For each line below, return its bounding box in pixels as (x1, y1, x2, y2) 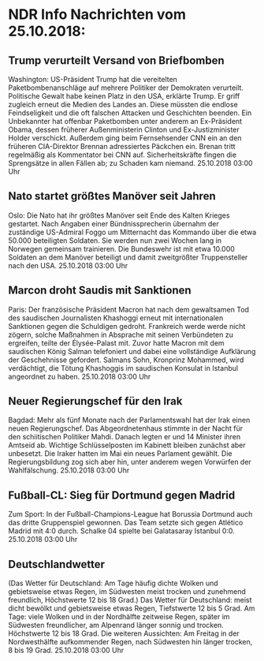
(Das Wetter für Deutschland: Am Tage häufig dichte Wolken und (8, 578, 218, 588)
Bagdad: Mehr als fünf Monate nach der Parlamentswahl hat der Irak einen (8, 416, 251, 425)
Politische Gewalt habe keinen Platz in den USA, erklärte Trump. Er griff (8, 91, 240, 100)
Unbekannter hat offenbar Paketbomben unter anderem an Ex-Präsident (8, 117, 243, 125)
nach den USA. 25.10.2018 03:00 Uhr (8, 260, 128, 270)
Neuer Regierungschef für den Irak (8, 394, 183, 408)
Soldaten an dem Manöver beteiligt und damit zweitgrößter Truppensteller (8, 252, 248, 262)
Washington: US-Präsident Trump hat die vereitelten (8, 75, 177, 84)
